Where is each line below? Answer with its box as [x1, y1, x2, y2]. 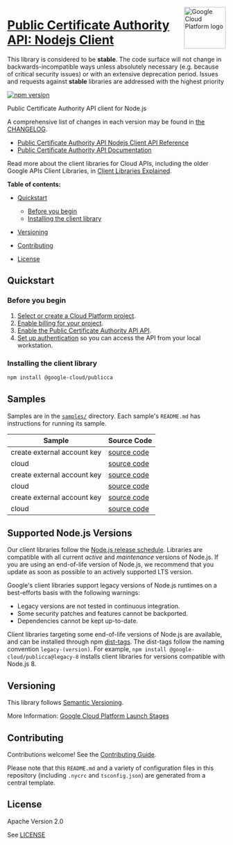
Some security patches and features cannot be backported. [17, 610, 189, 618]
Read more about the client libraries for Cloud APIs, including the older [7, 159, 209, 167]
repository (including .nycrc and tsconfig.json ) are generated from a [7, 771, 206, 780]
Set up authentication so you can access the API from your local [17, 333, 201, 342]
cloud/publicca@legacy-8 [7, 653, 79, 661]
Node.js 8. [7, 660, 37, 668]
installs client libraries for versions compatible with [80, 653, 225, 661]
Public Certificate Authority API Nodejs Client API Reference [17, 138, 189, 147]
